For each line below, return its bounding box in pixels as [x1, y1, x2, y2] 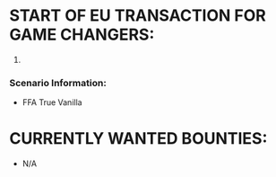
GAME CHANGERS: [9, 24, 155, 45]
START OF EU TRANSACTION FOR [9, 5, 266, 26]
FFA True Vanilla [22, 97, 82, 108]
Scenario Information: [9, 76, 108, 89]
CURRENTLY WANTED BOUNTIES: [9, 128, 268, 149]
